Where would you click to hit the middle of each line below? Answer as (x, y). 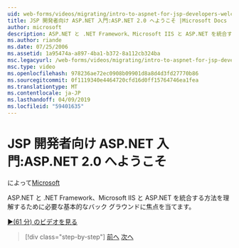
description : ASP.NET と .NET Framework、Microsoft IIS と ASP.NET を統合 (117, 34)
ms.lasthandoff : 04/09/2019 (49, 100)
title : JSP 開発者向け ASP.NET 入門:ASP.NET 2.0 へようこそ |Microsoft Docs (117, 21)
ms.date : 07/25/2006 (38, 47)
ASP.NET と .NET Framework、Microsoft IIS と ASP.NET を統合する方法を (115, 198)
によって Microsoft (34, 183)
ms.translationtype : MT (43, 87)
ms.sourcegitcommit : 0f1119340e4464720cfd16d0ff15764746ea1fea (103, 80)
